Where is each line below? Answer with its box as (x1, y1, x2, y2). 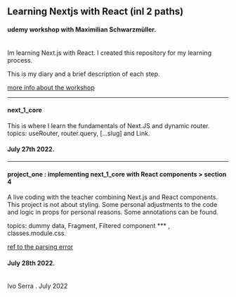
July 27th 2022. (7, 145, 55, 153)
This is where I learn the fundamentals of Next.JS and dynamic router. (7, 121, 210, 129)
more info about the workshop (7, 83, 95, 91)
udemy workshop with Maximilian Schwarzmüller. (7, 25, 157, 34)
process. (7, 56, 33, 64)
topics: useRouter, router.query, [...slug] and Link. (7, 129, 150, 137)
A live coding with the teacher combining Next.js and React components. (7, 193, 218, 201)
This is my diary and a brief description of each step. (7, 70, 160, 78)
